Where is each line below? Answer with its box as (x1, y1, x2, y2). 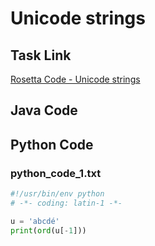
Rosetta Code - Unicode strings (10, 73, 141, 85)
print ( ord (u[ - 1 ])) (10, 225, 87, 236)
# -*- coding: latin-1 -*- (10, 198, 123, 208)
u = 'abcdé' (10, 216, 60, 226)
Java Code (10, 102, 78, 119)
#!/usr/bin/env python (10, 189, 105, 199)
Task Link (10, 47, 72, 64)
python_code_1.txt (10, 166, 102, 180)
